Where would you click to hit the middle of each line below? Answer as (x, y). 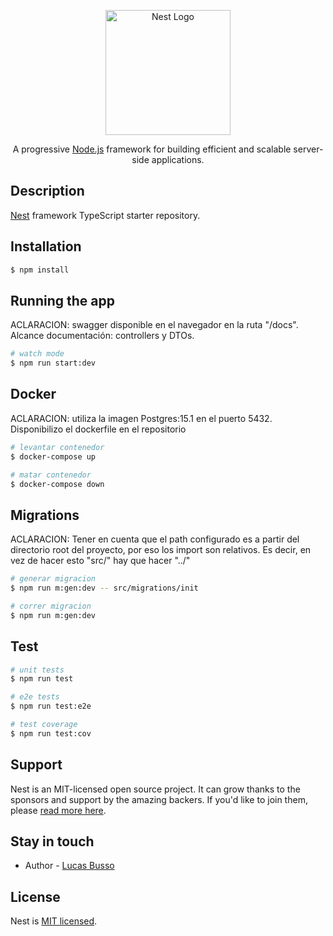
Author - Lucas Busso (69, 866)
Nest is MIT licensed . (54, 921)
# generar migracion (53, 579)
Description (47, 191)
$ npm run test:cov (51, 733)
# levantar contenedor (57, 447)
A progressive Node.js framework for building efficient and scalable (152, 149)
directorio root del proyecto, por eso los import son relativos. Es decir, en (161, 550)
